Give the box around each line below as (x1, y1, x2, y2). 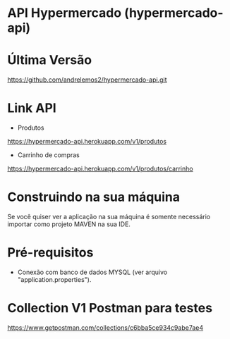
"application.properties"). (17, 275, 92, 283)
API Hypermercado (7, 5, 122, 21)
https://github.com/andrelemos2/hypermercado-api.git (7, 75, 167, 84)
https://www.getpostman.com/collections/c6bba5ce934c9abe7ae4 (7, 323, 203, 332)
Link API (7, 100, 56, 116)
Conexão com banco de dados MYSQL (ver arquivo (17, 268, 168, 276)
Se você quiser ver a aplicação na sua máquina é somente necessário (7, 213, 210, 221)
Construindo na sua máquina (7, 189, 181, 205)
